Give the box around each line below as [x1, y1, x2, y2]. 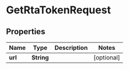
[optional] [93, 53, 121, 61]
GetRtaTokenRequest [6, 3, 111, 17]
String [31, 53, 49, 61]
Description [54, 44, 88, 52]
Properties [6, 27, 46, 37]
